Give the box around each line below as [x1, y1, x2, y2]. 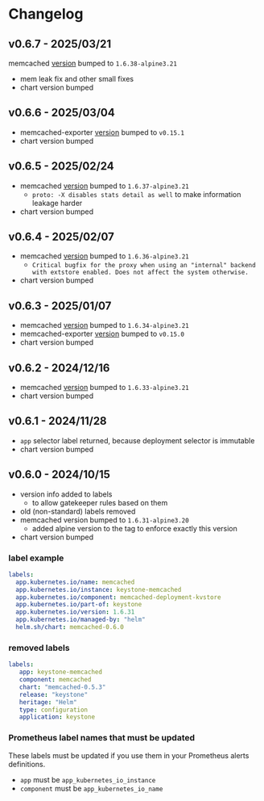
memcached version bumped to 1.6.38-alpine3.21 [8, 58, 177, 68]
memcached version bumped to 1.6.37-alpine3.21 [19, 181, 189, 191]
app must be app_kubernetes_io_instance [19, 774, 156, 784]
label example [8, 552, 64, 564]
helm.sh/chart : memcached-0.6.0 [15, 623, 125, 631]
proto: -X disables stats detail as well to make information [31, 189, 241, 199]
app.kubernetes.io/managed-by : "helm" [15, 615, 146, 624]
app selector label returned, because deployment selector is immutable [19, 435, 255, 445]
